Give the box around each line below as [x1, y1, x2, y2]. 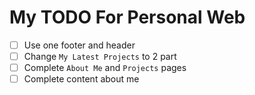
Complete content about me [23, 73, 140, 85]
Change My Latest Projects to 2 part [23, 51, 177, 62]
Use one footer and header [23, 39, 136, 51]
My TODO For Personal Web [9, 6, 246, 29]
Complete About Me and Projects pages [23, 62, 187, 74]
